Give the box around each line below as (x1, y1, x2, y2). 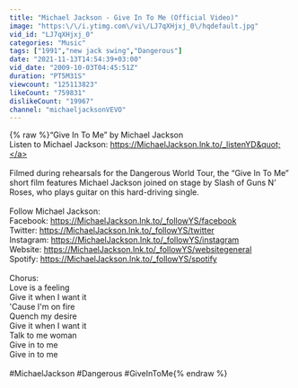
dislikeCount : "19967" (9, 96, 94, 106)
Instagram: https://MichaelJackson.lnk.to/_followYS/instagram (9, 234, 240, 245)
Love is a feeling (9, 282, 70, 293)
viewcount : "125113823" (9, 80, 99, 89)
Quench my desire (9, 311, 78, 322)
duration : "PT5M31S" (9, 72, 87, 81)
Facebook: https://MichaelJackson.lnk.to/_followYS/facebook (9, 216, 237, 226)
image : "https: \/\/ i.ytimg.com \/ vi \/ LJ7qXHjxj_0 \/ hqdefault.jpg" (9, 22, 259, 31)
